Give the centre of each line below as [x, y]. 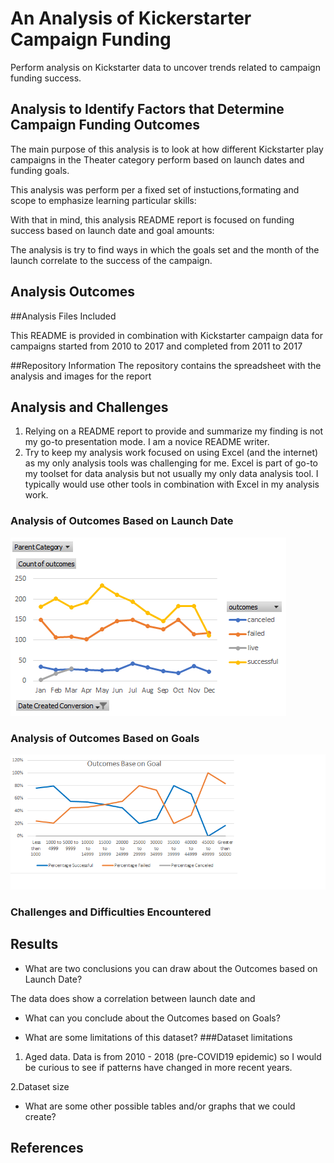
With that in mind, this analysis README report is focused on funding [152, 219]
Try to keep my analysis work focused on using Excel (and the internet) [171, 453]
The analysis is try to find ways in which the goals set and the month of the [165, 249]
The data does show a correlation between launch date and [133, 998]
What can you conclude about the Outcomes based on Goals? [152, 1018]
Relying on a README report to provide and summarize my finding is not [174, 431]
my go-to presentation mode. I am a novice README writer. [147, 442]
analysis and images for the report [81, 376]
